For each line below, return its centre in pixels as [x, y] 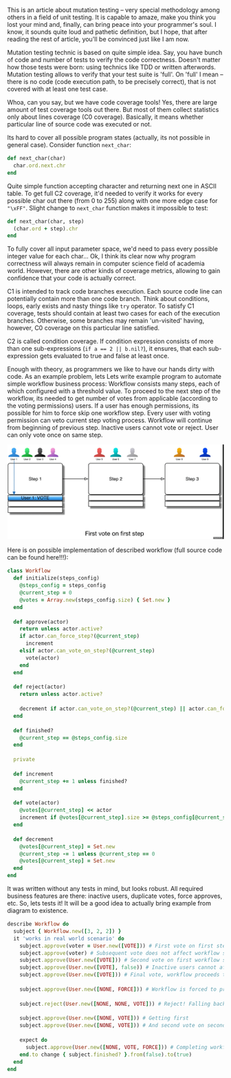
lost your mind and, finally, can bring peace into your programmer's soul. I [112, 24]
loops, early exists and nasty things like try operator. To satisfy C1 [101, 306]
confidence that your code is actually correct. [71, 278]
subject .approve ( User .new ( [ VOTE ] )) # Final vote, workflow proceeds [120, 975]
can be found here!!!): [38, 558]
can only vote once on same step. [55, 435]
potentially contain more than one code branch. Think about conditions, [108, 299]
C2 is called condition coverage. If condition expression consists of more [110, 341]
